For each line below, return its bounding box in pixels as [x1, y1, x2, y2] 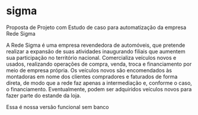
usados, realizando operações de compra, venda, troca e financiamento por [6, 60, 192, 68]
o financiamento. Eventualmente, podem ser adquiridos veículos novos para [6, 85, 192, 92]
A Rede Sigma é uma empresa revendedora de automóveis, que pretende [6, 41, 186, 49]
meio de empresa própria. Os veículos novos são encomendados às [6, 66, 172, 74]
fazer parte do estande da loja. [6, 92, 81, 99]
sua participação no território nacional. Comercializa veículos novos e [6, 54, 177, 61]
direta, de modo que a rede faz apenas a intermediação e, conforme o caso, [6, 79, 193, 87]
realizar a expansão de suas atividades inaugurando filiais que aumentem [6, 47, 186, 55]
